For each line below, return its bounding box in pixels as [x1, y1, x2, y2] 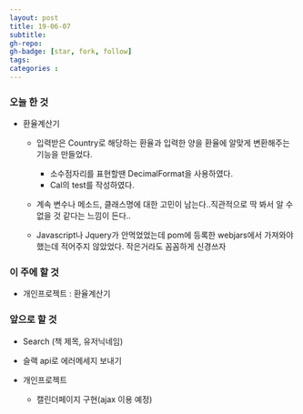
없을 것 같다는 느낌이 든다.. [35, 210, 132, 221]
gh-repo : [9, 38, 43, 48]
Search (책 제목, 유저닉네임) [22, 336, 124, 347]
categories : [9, 65, 59, 74]
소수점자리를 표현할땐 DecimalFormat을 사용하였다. [49, 168, 234, 179]
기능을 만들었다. [35, 149, 93, 160]
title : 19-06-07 [9, 22, 71, 31]
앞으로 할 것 [9, 313, 57, 326]
